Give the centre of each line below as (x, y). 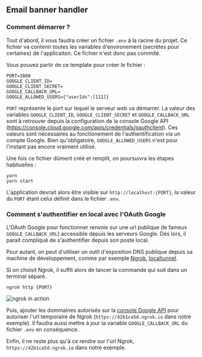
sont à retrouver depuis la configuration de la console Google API (87, 121)
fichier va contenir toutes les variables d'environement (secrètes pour (93, 46)
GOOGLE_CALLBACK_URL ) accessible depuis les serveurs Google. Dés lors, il (96, 233)
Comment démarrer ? (38, 27)
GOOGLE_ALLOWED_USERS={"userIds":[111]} (58, 97)
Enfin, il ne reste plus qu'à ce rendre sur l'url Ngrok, (70, 341)
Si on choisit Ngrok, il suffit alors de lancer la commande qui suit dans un (97, 270)
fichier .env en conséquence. (43, 329)
